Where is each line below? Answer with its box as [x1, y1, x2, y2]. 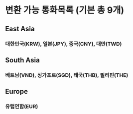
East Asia [5, 24, 35, 33]
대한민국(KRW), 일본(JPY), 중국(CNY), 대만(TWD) [5, 40, 122, 47]
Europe [5, 87, 28, 96]
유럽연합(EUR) [5, 103, 38, 110]
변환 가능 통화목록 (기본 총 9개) [5, 4, 125, 16]
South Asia [5, 56, 40, 64]
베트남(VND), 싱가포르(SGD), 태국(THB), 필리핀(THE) [5, 71, 129, 78]
